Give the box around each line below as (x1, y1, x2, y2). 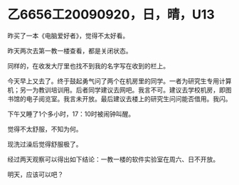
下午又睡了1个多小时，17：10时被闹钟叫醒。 (7, 110, 135, 118)
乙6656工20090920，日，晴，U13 (7, 6, 215, 23)
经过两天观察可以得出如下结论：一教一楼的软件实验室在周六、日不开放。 (7, 154, 219, 164)
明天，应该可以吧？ (7, 170, 64, 179)
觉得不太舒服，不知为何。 (7, 125, 83, 133)
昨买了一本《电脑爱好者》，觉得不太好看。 (7, 31, 129, 40)
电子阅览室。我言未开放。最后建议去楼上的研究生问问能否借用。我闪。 (26, 94, 232, 103)
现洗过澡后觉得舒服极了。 (7, 139, 83, 148)
